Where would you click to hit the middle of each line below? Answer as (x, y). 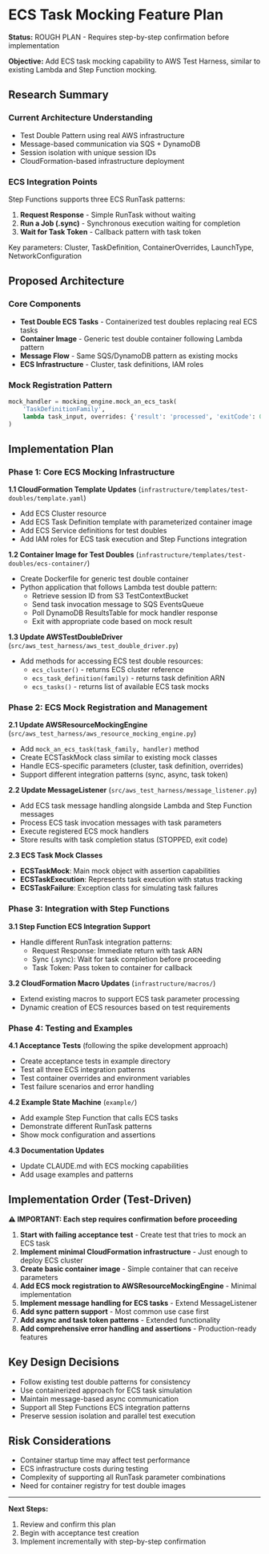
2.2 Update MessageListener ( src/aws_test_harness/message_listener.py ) (133, 790)
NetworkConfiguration (45, 255)
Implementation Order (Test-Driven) (100, 1199)
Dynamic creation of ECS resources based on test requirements (125, 1007)
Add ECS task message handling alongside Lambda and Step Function (136, 806)
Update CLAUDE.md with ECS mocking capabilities (104, 1165)
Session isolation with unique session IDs (88, 152)
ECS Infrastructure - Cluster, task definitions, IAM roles (112, 364)
